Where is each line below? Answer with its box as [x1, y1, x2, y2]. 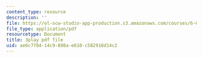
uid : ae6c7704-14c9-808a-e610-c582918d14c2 [6, 43, 118, 49]
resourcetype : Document [6, 31, 66, 37]
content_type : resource [6, 8, 66, 15]
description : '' [6, 14, 47, 21]
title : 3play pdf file [6, 37, 63, 43]
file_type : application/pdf [6, 25, 77, 32]
